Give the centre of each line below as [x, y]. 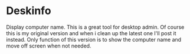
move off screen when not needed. [49, 46]
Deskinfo [29, 11]
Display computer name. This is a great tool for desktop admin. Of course [95, 27]
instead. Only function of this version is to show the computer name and [94, 39]
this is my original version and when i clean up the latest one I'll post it [91, 33]
